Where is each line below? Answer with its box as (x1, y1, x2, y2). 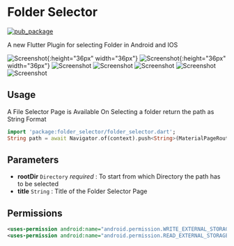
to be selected (17, 180, 59, 188)
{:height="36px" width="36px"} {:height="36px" (47, 54, 226, 63)
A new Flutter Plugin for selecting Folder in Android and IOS (7, 40, 178, 49)
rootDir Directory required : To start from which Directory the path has (17, 172, 221, 181)
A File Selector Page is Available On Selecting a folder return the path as (7, 107, 214, 115)
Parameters (7, 154, 59, 165)
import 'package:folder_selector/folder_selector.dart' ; (7, 128, 176, 136)
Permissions (7, 207, 63, 219)
